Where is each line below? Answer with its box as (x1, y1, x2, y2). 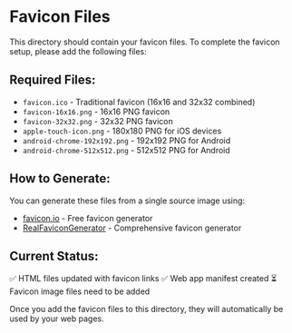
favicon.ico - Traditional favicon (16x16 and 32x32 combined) (22, 96, 256, 107)
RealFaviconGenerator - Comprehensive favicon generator (22, 222, 242, 233)
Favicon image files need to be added (9, 286, 151, 297)
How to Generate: (9, 171, 111, 187)
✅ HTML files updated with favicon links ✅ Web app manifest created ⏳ (9, 273, 277, 284)
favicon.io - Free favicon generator (22, 212, 153, 223)
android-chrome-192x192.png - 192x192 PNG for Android (22, 134, 231, 146)
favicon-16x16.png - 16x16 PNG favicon (22, 106, 170, 117)
